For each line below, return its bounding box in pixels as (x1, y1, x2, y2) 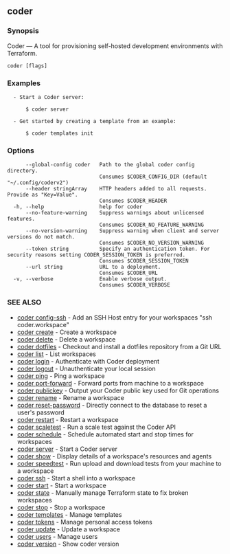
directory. (7, 168, 38, 175)
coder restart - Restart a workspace (16, 415, 119, 423)
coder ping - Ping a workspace (16, 371, 105, 380)
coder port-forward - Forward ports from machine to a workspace (16, 379, 205, 387)
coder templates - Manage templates (16, 510, 122, 518)
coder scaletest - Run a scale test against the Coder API (16, 423, 176, 431)
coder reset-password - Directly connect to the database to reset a (16, 401, 207, 409)
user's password (16, 408, 65, 417)
